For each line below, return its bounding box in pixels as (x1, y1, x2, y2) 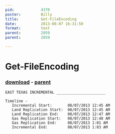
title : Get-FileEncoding (5, 16, 77, 21)
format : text (5, 26, 50, 31)
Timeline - (5, 99, 28, 104)
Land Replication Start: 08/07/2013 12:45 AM (11, 108, 111, 113)
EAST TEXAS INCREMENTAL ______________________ (5, 90, 106, 95)
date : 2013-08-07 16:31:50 (5, 21, 84, 26)
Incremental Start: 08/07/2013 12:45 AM (11, 103, 111, 108)
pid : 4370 (5, 7, 50, 12)
